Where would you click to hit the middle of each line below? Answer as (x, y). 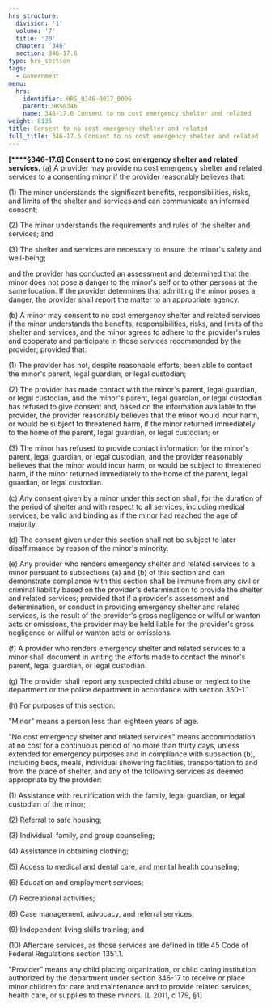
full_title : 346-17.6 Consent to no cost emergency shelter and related (133, 136)
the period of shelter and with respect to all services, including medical (127, 506)
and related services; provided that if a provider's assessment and (119, 598)
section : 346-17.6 (47, 53)
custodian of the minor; (47, 804)
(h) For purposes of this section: (62, 705)
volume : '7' (36, 31)
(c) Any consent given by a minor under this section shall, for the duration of (135, 498)
